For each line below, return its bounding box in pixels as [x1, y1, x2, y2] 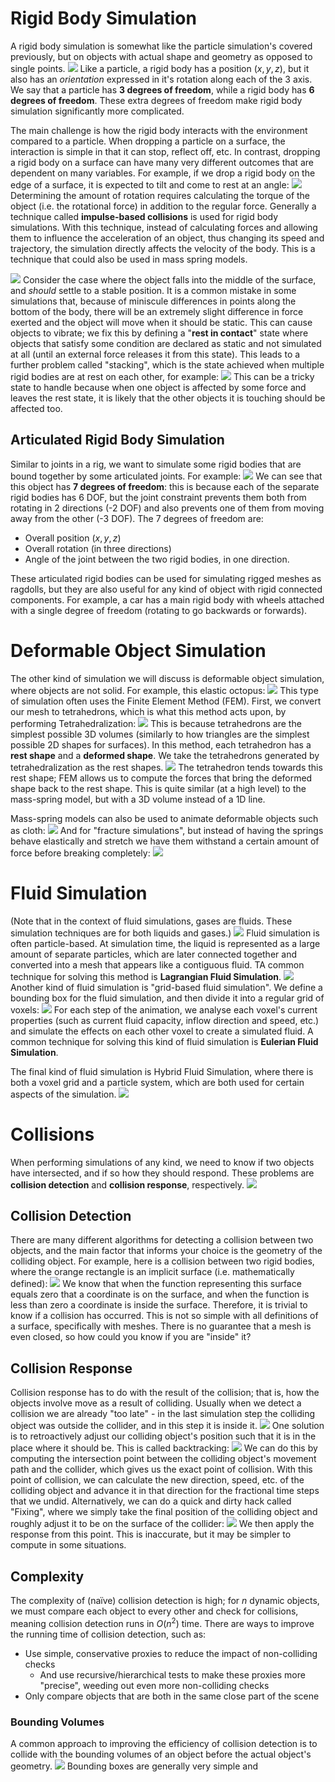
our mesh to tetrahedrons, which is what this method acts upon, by [10, 705, 287, 717]
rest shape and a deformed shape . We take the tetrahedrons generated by [10, 749, 320, 761]
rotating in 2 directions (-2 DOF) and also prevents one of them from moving [10, 502, 325, 514]
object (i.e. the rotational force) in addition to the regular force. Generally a [10, 200, 317, 212]
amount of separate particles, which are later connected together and [10, 948, 297, 960]
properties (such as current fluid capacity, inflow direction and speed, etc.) [10, 1014, 320, 1026]
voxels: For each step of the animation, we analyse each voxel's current [10, 1003, 318, 1016]
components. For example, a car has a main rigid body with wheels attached [10, 593, 325, 606]
